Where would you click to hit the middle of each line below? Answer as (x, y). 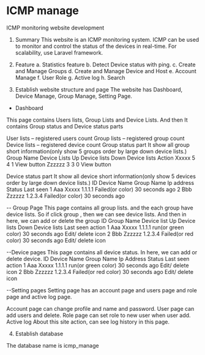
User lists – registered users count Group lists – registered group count (95, 138)
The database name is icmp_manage (53, 345)
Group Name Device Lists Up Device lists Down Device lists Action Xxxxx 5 (101, 158)
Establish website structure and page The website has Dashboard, (99, 89)
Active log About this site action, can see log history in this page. (88, 322)
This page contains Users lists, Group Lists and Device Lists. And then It (97, 120)
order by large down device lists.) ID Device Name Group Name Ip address (100, 182)
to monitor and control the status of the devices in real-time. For (96, 46)
